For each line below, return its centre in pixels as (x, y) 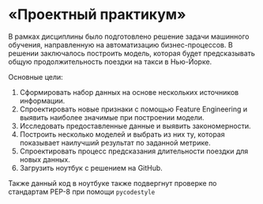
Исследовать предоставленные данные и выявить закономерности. (135, 126)
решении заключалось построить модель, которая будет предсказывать (131, 53)
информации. (42, 100)
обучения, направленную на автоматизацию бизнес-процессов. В (120, 44)
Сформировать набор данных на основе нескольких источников (129, 92)
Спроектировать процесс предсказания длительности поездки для (134, 151)
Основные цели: (36, 77)
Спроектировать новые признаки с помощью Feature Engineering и (133, 109)
